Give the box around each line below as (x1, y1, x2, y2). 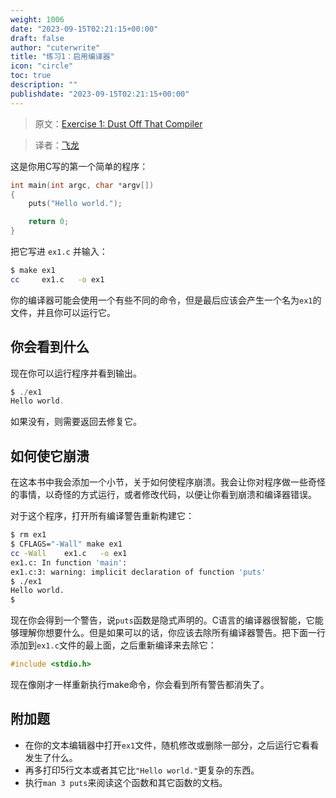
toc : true (10, 71, 52, 81)
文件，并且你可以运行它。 (10, 306, 116, 318)
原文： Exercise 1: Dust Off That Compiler (34, 117, 203, 130)
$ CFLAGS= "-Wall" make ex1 (10, 539, 123, 549)
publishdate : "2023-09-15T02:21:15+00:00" (10, 89, 190, 99)
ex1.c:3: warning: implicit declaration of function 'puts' (10, 567, 267, 577)
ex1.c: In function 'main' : (10, 557, 128, 568)
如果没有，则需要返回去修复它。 (10, 416, 142, 428)
